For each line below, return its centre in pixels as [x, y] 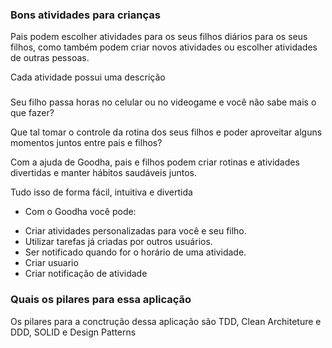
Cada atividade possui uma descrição [88, 77]
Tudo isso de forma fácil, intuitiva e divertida [101, 192]
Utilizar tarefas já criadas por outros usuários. [118, 242]
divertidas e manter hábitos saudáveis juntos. [103, 173]
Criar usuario [51, 263]
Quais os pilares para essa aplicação [101, 300]
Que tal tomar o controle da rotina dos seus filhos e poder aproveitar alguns [166, 132]
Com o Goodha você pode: [80, 212]
